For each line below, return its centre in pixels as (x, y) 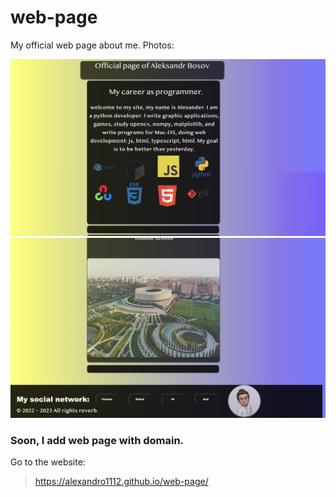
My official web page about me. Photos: (92, 45)
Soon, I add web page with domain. (97, 440)
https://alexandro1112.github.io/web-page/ (121, 482)
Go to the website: (48, 462)
